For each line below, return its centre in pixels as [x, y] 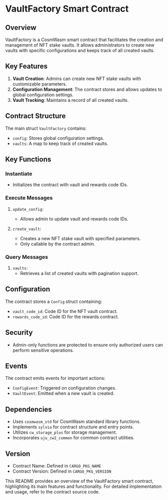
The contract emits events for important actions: [55, 378]
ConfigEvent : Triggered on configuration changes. [64, 388]
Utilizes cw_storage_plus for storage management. [65, 432]
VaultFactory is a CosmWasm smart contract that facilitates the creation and [84, 40]
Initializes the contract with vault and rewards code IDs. [70, 185]
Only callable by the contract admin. [58, 244]
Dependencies [29, 409]
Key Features [26, 66]
